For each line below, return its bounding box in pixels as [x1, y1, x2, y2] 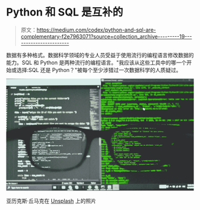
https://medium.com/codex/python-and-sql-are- [36, 26, 157, 33]
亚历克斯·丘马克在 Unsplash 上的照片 [6, 197, 96, 204]
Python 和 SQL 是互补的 [6, 5, 123, 19]
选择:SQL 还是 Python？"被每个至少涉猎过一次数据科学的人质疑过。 [16, 66, 182, 73]
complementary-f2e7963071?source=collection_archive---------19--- [20, 33, 192, 40]
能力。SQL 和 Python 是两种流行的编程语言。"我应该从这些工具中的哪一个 [6, 59, 187, 66]
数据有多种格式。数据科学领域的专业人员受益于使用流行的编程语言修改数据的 [6, 51, 194, 58]
